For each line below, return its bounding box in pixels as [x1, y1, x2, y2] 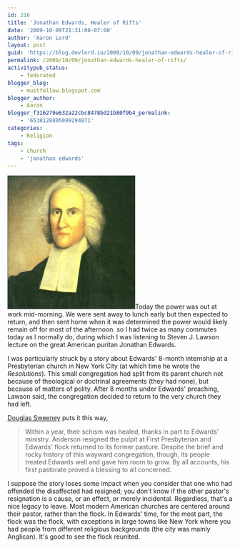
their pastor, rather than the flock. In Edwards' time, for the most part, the [7, 509, 223, 518]
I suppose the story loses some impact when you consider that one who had [7, 479, 232, 488]
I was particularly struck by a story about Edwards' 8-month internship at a [7, 354, 228, 363]
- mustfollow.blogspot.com [20, 86, 101, 94]
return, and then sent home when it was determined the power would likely [7, 318, 228, 327]
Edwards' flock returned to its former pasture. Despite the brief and [24, 443, 224, 452]
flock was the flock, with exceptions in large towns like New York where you [7, 517, 231, 526]
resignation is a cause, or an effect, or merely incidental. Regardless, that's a [7, 494, 233, 503]
